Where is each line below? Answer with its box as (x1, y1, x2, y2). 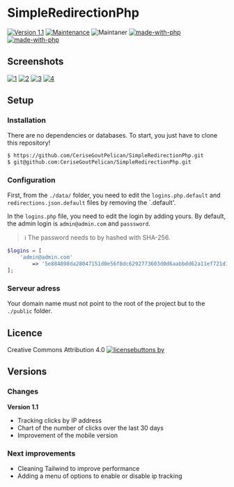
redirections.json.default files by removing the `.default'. (7, 198, 176, 207)
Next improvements (7, 449, 76, 458)
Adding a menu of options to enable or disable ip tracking (17, 472, 182, 480)
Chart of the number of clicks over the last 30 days (17, 423, 164, 432)
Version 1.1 (7, 402, 39, 411)
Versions (7, 365, 47, 378)
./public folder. (7, 307, 52, 315)
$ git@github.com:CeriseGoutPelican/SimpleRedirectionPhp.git (7, 159, 192, 166)
